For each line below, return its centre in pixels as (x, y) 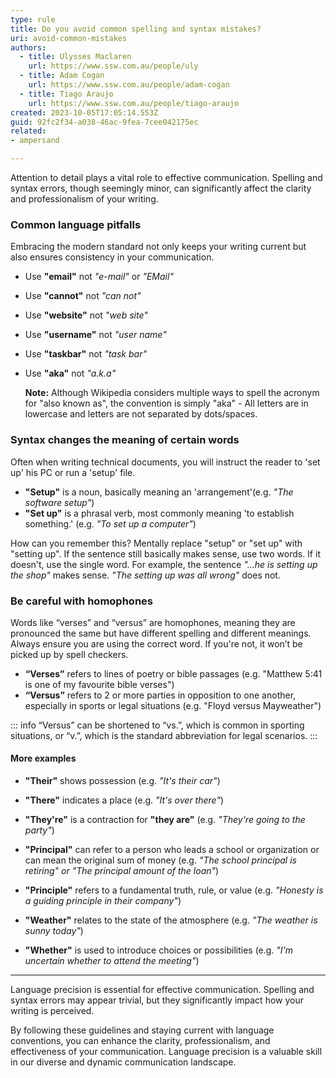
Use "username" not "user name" (95, 335)
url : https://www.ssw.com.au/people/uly (113, 66)
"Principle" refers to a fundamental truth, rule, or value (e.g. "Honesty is (174, 890)
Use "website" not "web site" (86, 315)
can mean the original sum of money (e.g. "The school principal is (160, 860)
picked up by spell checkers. (69, 654)
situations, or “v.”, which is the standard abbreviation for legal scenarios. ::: (164, 735)
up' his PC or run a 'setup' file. (73, 472)
